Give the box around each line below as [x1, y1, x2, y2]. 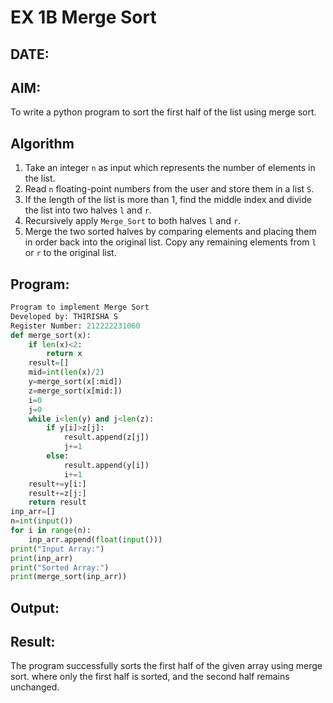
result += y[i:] [28, 479, 87, 489]
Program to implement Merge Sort [10, 302, 150, 313]
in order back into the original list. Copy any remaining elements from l [24, 236, 317, 248]
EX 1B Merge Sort [10, 6, 157, 29]
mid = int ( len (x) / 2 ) [28, 367, 105, 378]
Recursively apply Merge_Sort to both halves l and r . [24, 215, 242, 227]
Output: [10, 599, 60, 616]
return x [46, 349, 83, 359]
